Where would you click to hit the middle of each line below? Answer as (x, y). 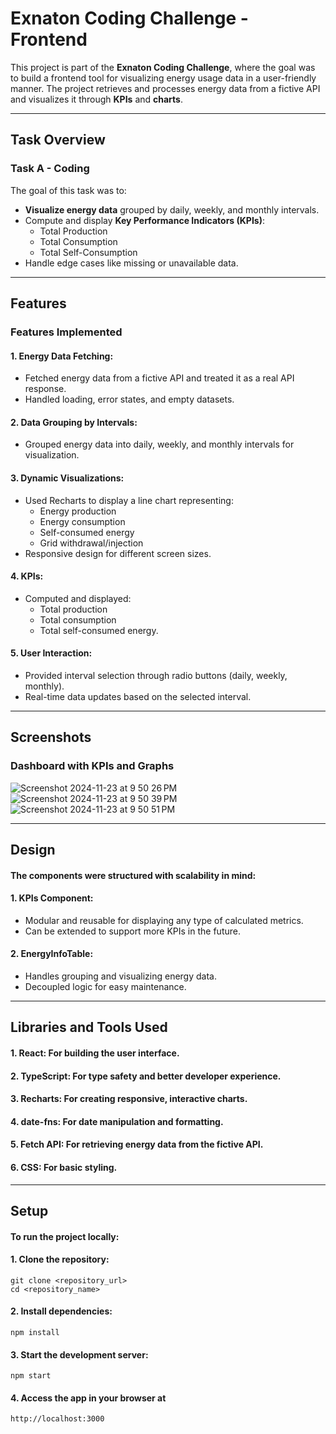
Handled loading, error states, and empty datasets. (129, 399)
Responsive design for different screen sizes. (118, 553)
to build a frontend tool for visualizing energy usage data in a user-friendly (163, 78)
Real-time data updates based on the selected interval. (138, 696)
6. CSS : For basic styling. (64, 1167)
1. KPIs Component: (52, 898)
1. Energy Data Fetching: (62, 356)
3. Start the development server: (79, 1354)
